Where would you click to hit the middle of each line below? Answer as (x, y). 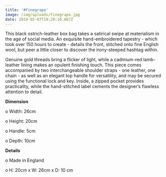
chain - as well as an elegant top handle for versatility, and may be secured (83, 76)
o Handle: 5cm (20, 131)
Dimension (17, 102)
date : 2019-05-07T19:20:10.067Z (39, 19)
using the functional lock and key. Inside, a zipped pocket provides (75, 81)
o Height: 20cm (21, 121)
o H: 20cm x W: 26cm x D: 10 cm (39, 170)
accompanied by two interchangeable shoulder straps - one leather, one (80, 70)
